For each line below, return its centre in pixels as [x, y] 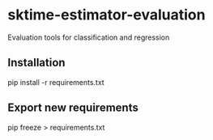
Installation [36, 63]
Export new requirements [73, 108]
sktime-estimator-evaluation [106, 15]
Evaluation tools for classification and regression [89, 37]
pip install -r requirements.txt [56, 82]
